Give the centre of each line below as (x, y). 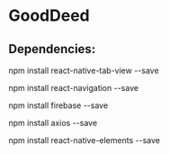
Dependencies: (52, 49)
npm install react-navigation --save (74, 88)
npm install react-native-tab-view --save (84, 70)
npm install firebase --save (58, 105)
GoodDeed (49, 16)
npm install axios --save (53, 123)
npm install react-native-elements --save (84, 140)
